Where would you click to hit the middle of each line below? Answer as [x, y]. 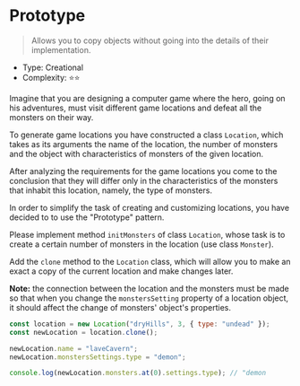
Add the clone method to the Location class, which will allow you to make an [150, 261]
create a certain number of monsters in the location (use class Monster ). [142, 244]
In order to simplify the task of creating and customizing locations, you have [149, 207]
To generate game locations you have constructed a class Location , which [146, 135]
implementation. [61, 49]
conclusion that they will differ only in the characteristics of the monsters [144, 180]
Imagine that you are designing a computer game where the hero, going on [147, 98]
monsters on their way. [51, 117]
